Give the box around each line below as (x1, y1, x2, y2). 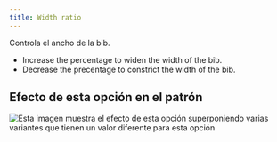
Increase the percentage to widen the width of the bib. (21, 54, 223, 65)
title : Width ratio (9, 12, 82, 22)
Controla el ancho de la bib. (9, 37, 110, 48)
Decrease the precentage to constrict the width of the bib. (21, 64, 236, 75)
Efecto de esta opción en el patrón (9, 90, 203, 105)
